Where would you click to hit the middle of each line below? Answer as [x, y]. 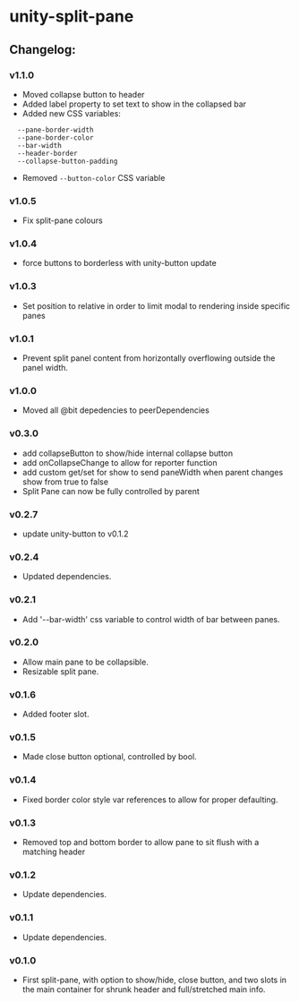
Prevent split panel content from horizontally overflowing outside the [149, 358]
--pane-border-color [56, 137]
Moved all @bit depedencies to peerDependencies [116, 410]
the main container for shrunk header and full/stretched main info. [144, 989]
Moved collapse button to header [83, 94]
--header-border [47, 153]
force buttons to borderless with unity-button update [119, 263]
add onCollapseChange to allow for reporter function [120, 462]
